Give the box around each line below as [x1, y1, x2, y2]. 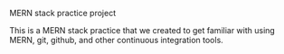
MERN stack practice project [9, 8, 116, 18]
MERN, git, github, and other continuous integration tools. [9, 35, 223, 45]
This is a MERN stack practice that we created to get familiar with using [9, 25, 276, 35]
